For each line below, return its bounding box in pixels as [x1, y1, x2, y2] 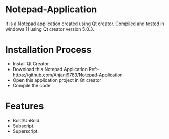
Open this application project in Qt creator [12, 77, 101, 83]
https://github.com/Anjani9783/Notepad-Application [12, 72, 123, 78]
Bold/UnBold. [12, 117, 41, 123]
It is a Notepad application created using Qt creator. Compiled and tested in [5, 20, 165, 27]
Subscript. [12, 123, 35, 129]
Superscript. [12, 128, 39, 134]
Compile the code [12, 82, 51, 88]
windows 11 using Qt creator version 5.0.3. [5, 26, 94, 32]
